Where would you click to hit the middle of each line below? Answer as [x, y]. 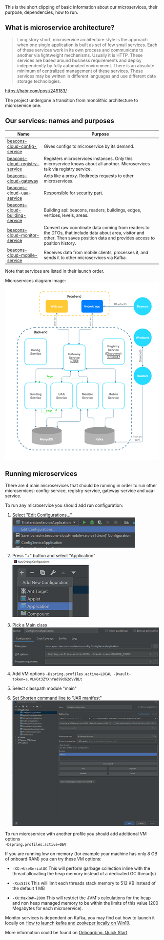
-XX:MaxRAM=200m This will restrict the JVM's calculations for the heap [82, 898]
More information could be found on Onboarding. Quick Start [66, 932]
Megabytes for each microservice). [47, 908]
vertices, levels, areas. [66, 215]
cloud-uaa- [19, 193]
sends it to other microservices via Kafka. [85, 258]
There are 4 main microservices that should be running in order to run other [81, 486]
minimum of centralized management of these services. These [80, 71]
